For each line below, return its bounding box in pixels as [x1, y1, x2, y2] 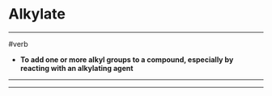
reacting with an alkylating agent [19, 63, 134, 73]
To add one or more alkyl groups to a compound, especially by [19, 54, 234, 65]
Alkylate [8, 5, 66, 23]
